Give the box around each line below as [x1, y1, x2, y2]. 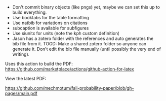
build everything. [12, 9, 47, 15]
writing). [12, 51, 30, 57]
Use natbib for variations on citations [12, 20, 88, 26]
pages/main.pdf [5, 91, 38, 96]
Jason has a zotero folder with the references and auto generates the [12, 35, 154, 41]
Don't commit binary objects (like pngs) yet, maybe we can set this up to [12, 4, 160, 10]
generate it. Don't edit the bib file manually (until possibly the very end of [12, 46, 161, 52]
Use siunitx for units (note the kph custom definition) [12, 31, 120, 36]
